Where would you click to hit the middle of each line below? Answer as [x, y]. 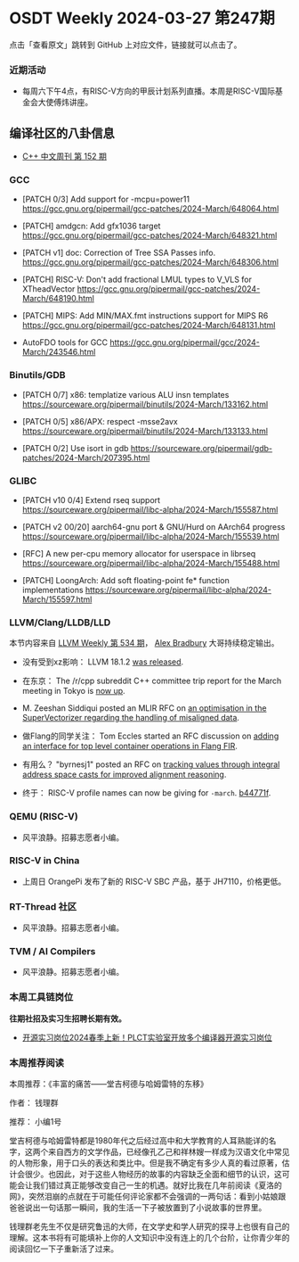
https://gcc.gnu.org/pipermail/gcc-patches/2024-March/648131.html [149, 326]
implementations [53, 590]
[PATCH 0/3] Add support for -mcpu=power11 [105, 199]
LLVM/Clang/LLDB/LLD [60, 623]
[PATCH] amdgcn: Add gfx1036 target [91, 226]
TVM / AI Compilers [53, 952]
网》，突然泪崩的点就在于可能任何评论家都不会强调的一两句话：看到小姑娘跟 [148, 1197]
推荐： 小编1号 [36, 1122]
